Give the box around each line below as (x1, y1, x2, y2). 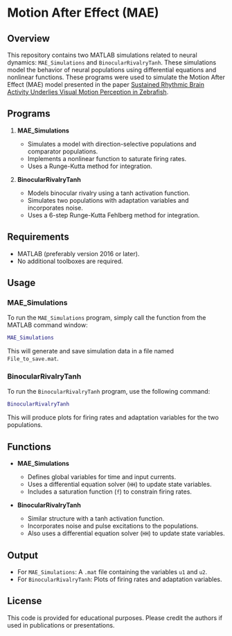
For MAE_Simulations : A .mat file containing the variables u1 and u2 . (17, 567, 208, 576)
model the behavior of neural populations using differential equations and (7, 66, 217, 74)
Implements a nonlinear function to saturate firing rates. (27, 154, 187, 162)
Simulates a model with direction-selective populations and (27, 140, 197, 148)
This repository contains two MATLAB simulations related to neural (7, 51, 197, 59)
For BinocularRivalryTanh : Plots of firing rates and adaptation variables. (17, 575, 222, 583)
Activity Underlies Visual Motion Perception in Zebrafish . (7, 88, 169, 96)
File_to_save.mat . (7, 354, 59, 362)
